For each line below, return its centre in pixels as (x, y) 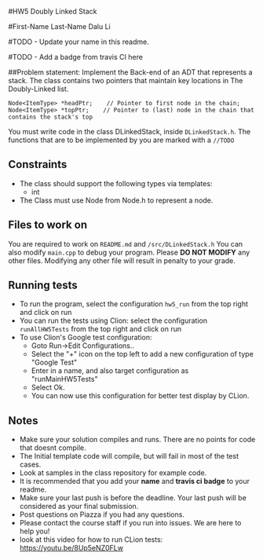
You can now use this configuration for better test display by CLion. (140, 396)
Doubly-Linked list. (38, 89)
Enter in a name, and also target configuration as (110, 371)
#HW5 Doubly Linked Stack (53, 11)
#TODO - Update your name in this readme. (79, 42)
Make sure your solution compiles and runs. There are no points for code (137, 440)
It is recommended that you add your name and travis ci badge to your (134, 481)
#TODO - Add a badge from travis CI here (76, 57)
